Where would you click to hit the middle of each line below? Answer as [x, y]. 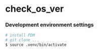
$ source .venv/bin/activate [36, 45]
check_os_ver [35, 9]
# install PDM [20, 35]
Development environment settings [49, 25]
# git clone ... [22, 40]
